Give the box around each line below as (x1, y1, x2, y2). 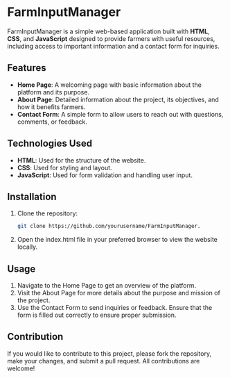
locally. (17, 243, 38, 251)
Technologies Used (7, 138, 92, 149)
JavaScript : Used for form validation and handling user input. (17, 171, 193, 179)
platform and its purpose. (17, 88, 90, 96)
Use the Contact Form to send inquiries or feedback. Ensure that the (17, 304, 213, 312)
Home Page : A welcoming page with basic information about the (17, 81, 202, 89)
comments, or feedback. (17, 117, 88, 126)
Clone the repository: (17, 209, 78, 217)
